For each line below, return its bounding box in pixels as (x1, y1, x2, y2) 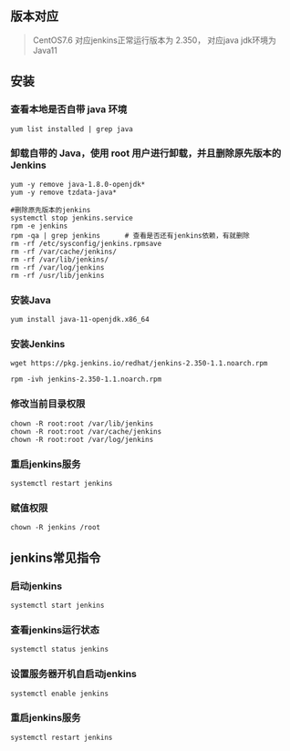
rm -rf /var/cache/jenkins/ (10, 247, 118, 256)
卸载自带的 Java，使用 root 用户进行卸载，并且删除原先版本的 (10, 147, 282, 159)
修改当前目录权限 (10, 397, 86, 410)
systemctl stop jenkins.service (10, 213, 133, 222)
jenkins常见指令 (10, 550, 101, 565)
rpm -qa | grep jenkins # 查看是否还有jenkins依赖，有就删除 (10, 231, 250, 240)
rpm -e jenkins (10, 221, 68, 231)
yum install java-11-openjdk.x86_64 (10, 315, 150, 324)
